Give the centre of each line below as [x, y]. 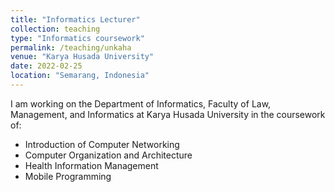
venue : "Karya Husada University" [82, 57]
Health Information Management [91, 165]
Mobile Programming [68, 176]
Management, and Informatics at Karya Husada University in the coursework [168, 114]
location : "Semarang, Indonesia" [80, 76]
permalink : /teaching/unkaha [71, 47]
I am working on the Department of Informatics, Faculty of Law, [141, 103]
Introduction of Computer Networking [102, 144]
